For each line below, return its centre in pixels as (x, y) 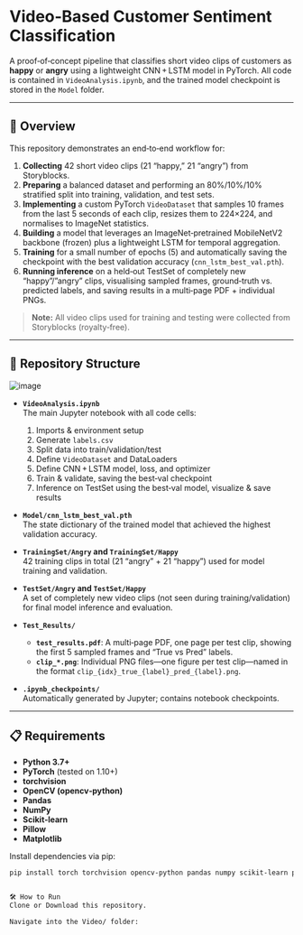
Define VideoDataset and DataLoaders (106, 458)
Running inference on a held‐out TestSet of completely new (134, 271)
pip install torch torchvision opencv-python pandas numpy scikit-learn (149, 873)
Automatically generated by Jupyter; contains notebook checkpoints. (151, 698)
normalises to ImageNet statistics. (86, 223)
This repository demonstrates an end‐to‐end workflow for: (117, 148)
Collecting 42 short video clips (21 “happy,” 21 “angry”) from (135, 165)
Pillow (34, 829)
